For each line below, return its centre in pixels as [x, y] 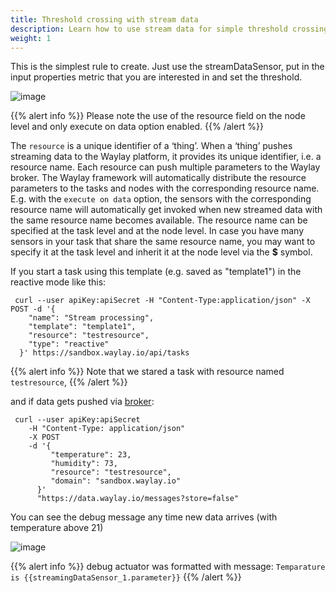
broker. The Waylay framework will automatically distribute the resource [158, 178]
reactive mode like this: [58, 282]
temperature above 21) [57, 528]
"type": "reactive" [69, 344]
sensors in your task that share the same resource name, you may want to [163, 242]
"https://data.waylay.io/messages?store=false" [138, 499]
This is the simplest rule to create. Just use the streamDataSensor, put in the [167, 67]
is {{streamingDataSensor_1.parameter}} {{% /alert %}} [126, 577]
